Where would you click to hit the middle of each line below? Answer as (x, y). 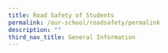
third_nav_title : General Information (72, 37)
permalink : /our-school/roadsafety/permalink (84, 23)
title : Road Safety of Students (61, 15)
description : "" (35, 30)
